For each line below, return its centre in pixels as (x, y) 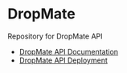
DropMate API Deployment (63, 60)
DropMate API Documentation (68, 51)
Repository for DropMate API (55, 36)
